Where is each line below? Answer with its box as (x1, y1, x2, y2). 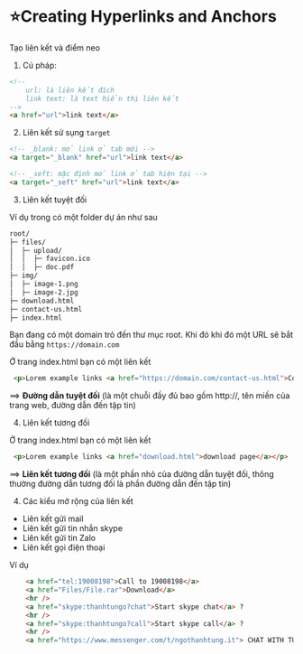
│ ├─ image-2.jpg (9, 287, 78, 297)
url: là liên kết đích (25, 86, 115, 95)
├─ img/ (9, 271, 39, 280)
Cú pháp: (22, 60, 57, 70)
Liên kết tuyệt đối (22, 194, 87, 205)
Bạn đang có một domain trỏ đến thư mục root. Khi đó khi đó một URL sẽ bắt (9, 330, 294, 341)
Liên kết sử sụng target (22, 127, 111, 138)
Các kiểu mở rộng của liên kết (22, 496, 133, 507)
